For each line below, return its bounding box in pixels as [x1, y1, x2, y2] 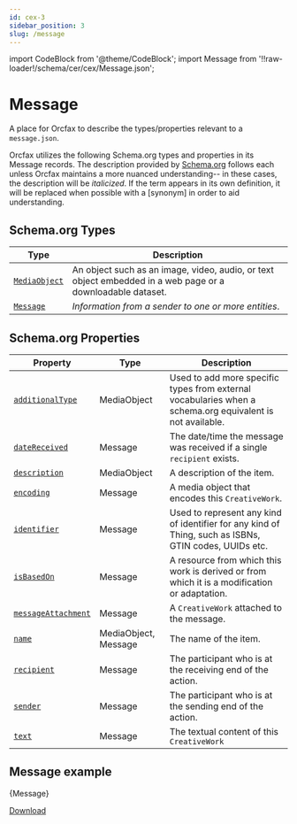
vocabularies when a [169, 393, 256, 405]
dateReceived [13, 442, 69, 452]
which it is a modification [169, 576, 273, 589]
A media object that [169, 481, 251, 493]
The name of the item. [169, 632, 261, 644]
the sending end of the [169, 700, 263, 712]
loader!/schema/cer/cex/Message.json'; [9, 63, 155, 73]
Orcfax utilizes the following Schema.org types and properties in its [9, 150, 255, 160]
